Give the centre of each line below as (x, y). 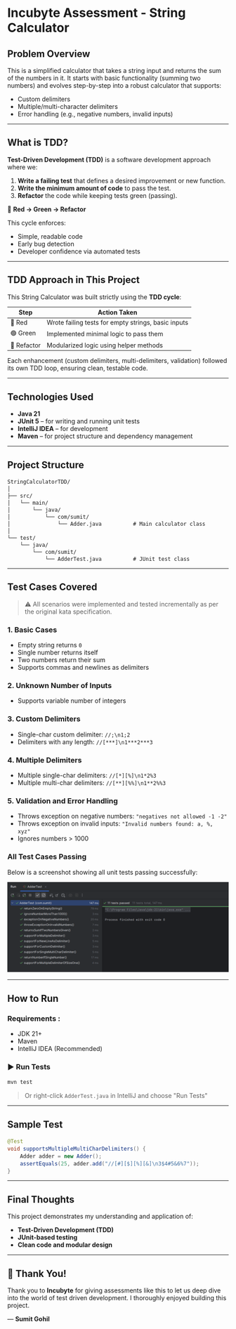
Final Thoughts (41, 1199)
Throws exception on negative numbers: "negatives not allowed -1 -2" (122, 816)
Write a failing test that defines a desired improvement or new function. (122, 180)
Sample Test (35, 1124)
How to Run (33, 998)
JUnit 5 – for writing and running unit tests (79, 421)
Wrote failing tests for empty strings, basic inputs (117, 323)
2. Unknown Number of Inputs (60, 686)
